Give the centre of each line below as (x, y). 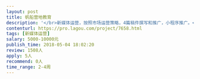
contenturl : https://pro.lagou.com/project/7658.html (74, 28)
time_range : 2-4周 (29, 67)
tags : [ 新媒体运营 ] (28, 34)
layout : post (22, 12)
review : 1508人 (24, 50)
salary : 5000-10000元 (32, 39)
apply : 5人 (19, 56)
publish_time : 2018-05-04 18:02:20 (50, 45)
